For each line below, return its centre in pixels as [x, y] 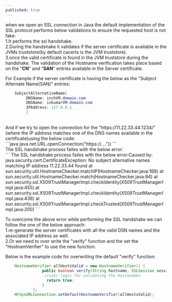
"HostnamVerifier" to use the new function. [51, 247]
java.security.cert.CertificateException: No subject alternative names [78, 160]
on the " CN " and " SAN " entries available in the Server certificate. [74, 68]
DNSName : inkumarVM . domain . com [59, 103]
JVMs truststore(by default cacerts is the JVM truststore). [66, 52]
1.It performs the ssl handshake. [39, 41]
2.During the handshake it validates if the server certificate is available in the [86, 46]
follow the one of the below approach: [46, 225]
